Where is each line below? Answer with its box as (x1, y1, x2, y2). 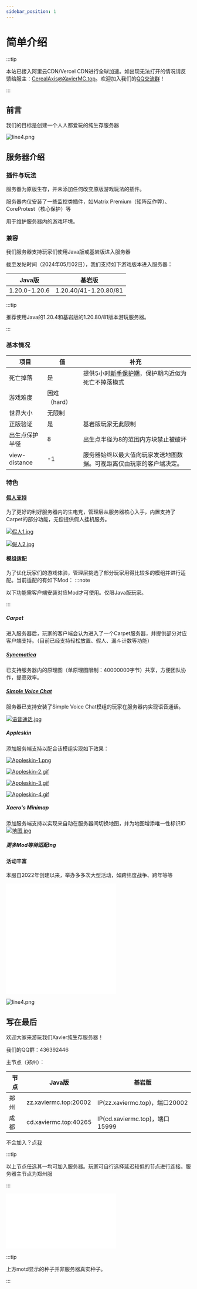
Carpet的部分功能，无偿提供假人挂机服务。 (6, 515, 110, 522)
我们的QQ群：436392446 (6, 1046, 69, 1054)
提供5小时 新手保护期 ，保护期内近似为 (83, 369, 187, 377)
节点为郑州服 (21, 1170, 53, 1177)
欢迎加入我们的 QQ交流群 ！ (100, 75, 165, 82)
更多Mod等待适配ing (6, 842, 56, 849)
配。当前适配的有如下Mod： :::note (6, 576, 90, 583)
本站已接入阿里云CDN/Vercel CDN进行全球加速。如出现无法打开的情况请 (6, 68, 181, 75)
